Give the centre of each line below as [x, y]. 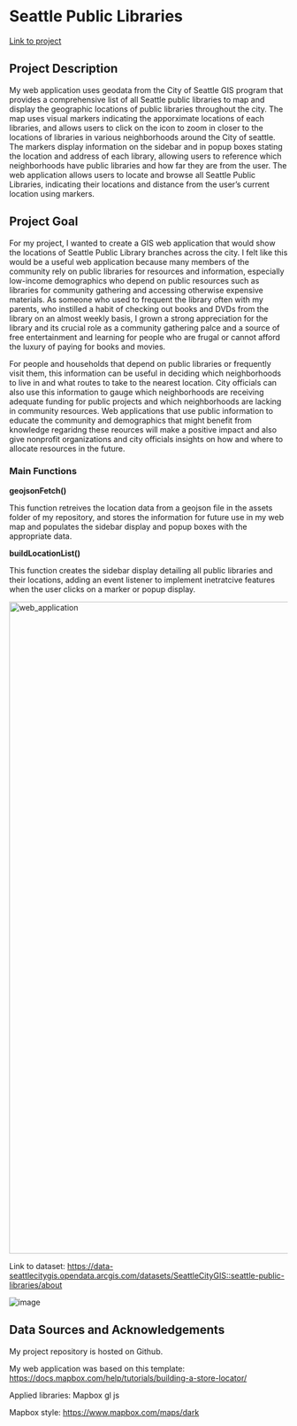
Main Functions [43, 471]
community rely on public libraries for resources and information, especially [147, 271]
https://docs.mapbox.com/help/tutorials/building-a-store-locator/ [128, 1378]
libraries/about [36, 1285]
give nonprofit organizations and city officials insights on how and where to [146, 439]
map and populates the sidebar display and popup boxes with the [128, 526]
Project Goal [44, 222]
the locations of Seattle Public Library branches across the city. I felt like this [148, 252]
